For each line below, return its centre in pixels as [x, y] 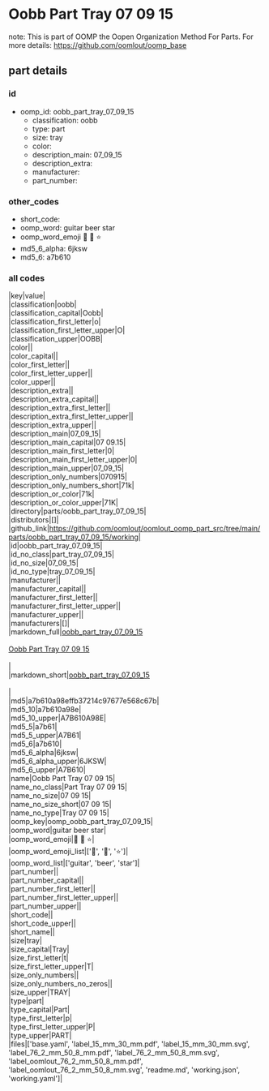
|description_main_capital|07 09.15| [67, 442]
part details [38, 71]
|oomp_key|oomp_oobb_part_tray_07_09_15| [81, 822]
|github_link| [29, 529]
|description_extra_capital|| [54, 399]
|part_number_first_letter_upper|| [64, 898]
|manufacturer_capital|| [47, 589]
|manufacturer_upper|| [46, 615]
